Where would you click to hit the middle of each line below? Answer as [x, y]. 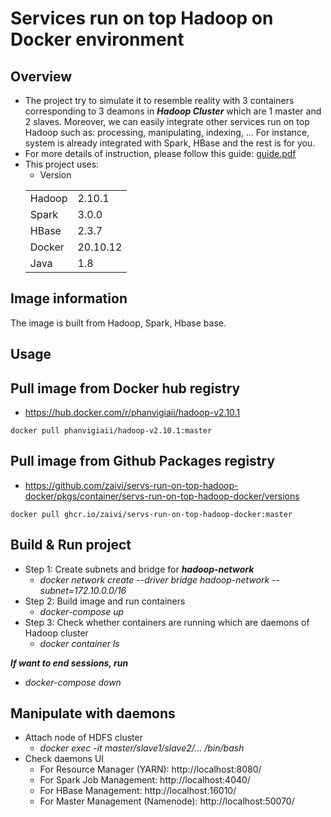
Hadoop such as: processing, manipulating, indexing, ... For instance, [167, 132]
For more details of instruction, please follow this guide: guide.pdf [160, 153]
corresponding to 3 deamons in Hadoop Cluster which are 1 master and [173, 111]
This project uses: [62, 164]
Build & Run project [71, 545]
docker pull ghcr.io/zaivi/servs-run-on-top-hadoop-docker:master [151, 514]
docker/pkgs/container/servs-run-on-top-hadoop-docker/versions [162, 496]
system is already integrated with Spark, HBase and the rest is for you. [170, 143]
